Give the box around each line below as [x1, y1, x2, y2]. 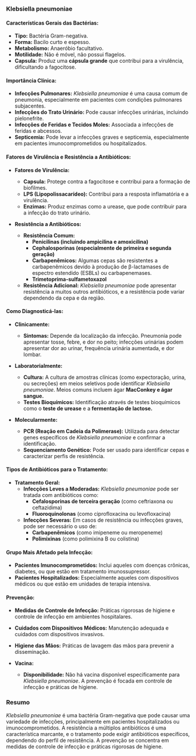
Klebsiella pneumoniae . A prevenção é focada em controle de [23, 677, 173, 684]
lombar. [23, 351, 42, 358]
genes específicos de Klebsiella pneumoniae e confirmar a [23, 434, 166, 441]
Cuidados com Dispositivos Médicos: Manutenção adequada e [14, 624, 169, 631]
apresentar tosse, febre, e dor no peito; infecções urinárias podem [23, 338, 184, 345]
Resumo [6, 698, 30, 707]
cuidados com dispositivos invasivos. [14, 631, 105, 638]
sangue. [23, 392, 44, 399]
